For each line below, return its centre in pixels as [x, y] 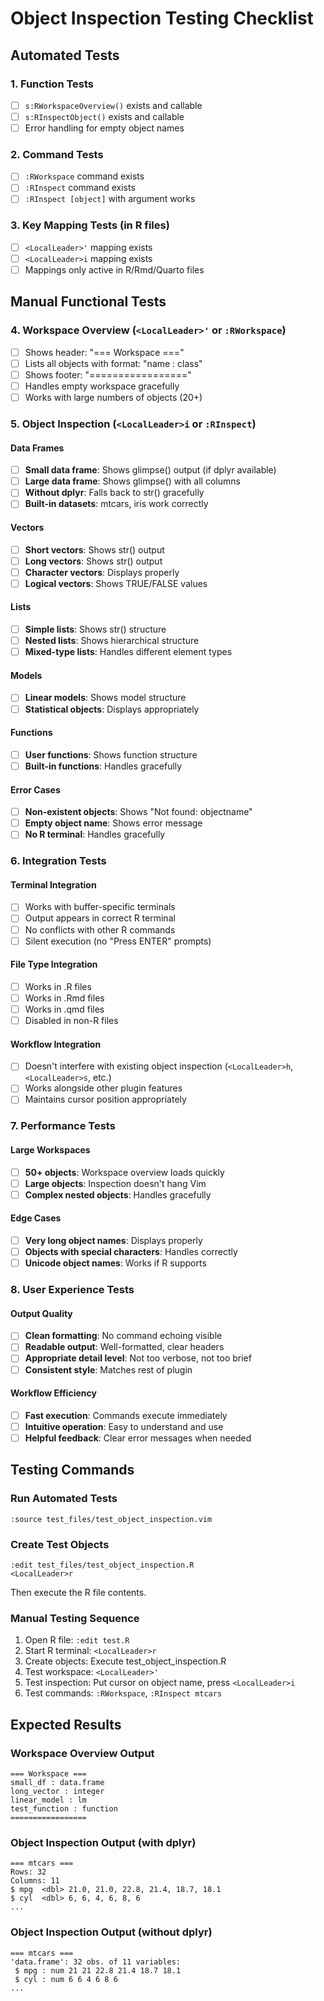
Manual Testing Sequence [75, 1618]
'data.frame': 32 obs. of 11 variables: [96, 1962]
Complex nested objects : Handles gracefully [118, 1194]
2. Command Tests [57, 154]
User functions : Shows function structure [111, 754]
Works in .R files [58, 986]
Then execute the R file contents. [78, 1592]
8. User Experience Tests [72, 1290]
